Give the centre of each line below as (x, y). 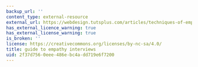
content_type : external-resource (47, 17)
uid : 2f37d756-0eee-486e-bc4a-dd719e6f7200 (60, 55)
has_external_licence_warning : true (51, 28)
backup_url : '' (25, 11)
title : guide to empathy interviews (51, 50)
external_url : (24, 22)
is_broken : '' (24, 38)
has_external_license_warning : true (51, 33)
